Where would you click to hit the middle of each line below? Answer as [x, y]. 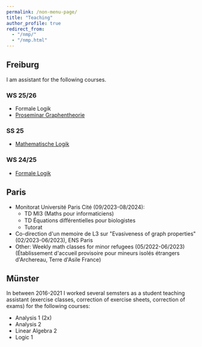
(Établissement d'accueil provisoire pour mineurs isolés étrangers [97, 253]
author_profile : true [34, 23]
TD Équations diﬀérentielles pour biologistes [80, 220]
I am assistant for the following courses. [56, 79]
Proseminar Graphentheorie [50, 115]
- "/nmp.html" [30, 40]
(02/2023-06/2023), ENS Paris [54, 240]
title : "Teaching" [30, 18]
